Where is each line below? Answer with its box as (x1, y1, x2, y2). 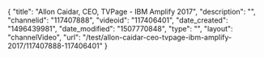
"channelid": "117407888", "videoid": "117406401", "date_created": (7, 15, 228, 25)
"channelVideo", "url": (7, 32, 82, 42)
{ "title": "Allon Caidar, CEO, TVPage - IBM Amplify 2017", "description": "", (7, 7, 256, 16)
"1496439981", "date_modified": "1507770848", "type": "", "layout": (7, 24, 233, 33)
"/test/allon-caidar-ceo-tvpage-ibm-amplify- (83, 32, 232, 42)
